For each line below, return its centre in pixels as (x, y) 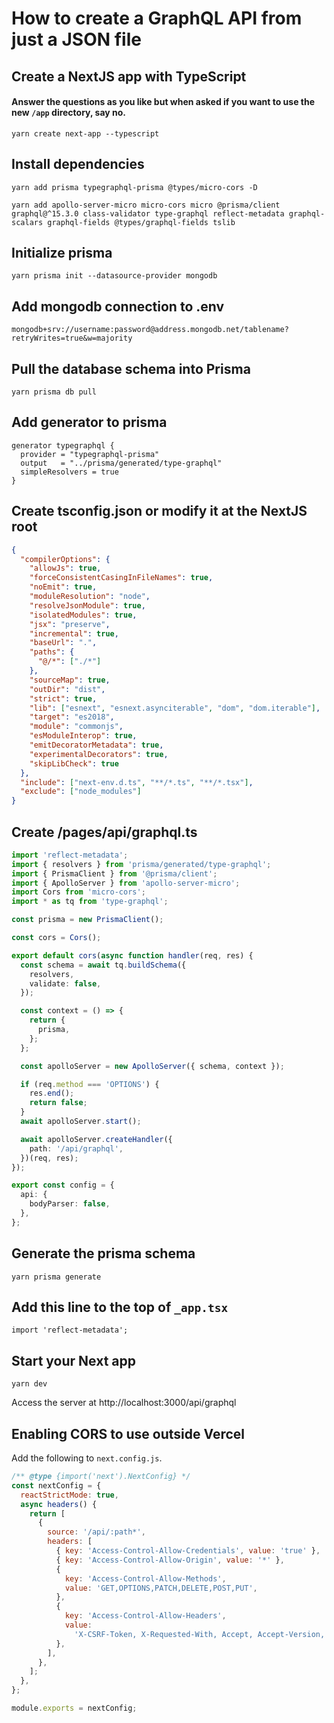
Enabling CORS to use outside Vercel (128, 1433)
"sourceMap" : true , (70, 680)
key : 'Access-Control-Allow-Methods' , (145, 1578)
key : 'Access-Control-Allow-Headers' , (145, 1616)
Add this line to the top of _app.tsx (120, 1307)
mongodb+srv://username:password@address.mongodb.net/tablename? (150, 330)
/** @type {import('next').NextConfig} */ (101, 1477)
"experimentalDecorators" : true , (99, 754)
